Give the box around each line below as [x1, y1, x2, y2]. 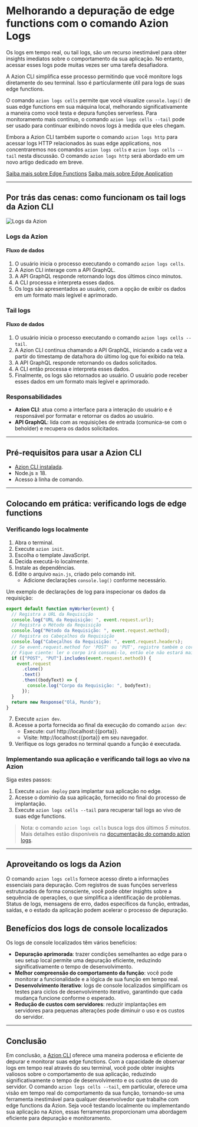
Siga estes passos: [6, 776, 52, 783]
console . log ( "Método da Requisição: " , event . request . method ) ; [11, 628, 170, 634]
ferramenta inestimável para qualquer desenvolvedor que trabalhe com [6, 1096, 179, 1103]
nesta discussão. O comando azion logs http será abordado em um [18, 152, 184, 159]
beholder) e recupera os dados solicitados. [14, 425, 120, 432]
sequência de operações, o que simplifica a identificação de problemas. [6, 894, 181, 901]
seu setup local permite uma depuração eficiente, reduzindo [14, 957, 161, 964]
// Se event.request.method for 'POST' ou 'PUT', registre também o [11, 644, 183, 650]
